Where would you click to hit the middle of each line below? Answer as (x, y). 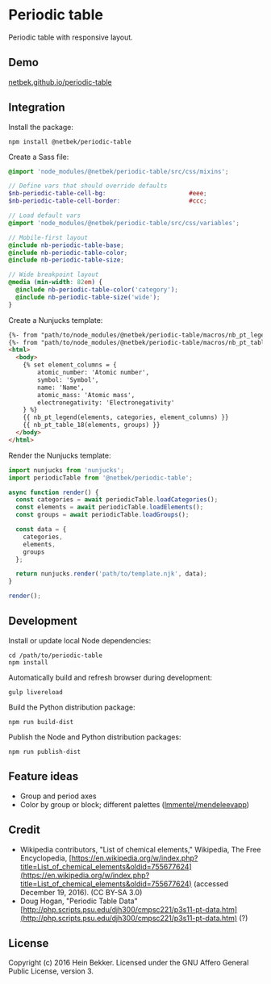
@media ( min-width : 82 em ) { (56, 283)
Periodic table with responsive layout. (71, 37)
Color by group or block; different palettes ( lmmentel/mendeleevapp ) (135, 804)
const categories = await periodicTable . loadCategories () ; (117, 500)
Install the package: (41, 127)
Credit (24, 830)
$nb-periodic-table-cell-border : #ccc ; (108, 201)
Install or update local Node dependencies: (80, 640)
